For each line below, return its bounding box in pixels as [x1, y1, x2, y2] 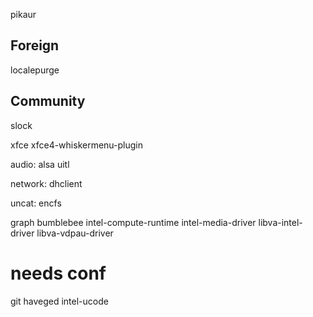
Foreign [10, 37, 60, 54]
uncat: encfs [10, 197, 62, 209]
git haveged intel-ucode [10, 295, 109, 307]
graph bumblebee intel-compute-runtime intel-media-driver [10, 216, 257, 228]
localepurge [10, 64, 60, 76]
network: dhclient [10, 177, 83, 189]
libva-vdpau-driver [36, 227, 114, 239]
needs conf [10, 262, 107, 284]
